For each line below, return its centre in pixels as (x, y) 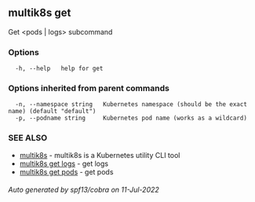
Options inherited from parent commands (89, 88)
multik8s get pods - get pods (66, 171)
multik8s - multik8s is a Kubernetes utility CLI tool (100, 155)
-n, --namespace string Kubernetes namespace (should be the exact (131, 105)
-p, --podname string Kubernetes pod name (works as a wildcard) (131, 118)
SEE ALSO (28, 138)
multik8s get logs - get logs (64, 163)
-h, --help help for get (59, 69)
